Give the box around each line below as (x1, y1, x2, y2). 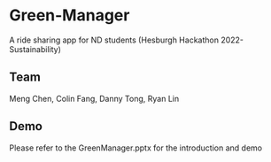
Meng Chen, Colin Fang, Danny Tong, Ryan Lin (9, 93, 180, 104)
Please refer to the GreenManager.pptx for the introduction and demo (9, 143, 263, 153)
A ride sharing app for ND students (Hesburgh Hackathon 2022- (9, 35, 244, 45)
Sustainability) (9, 43, 62, 54)
